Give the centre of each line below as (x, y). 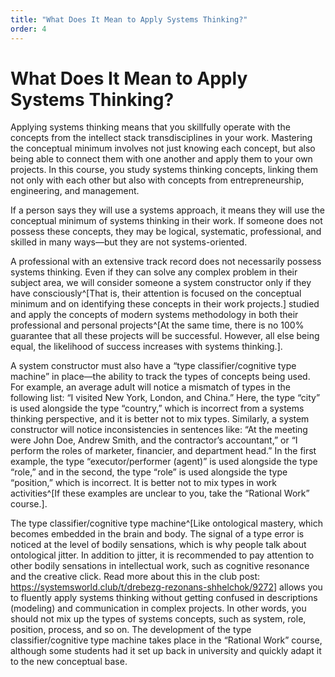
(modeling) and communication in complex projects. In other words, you (158, 608)
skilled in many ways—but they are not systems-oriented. (129, 242)
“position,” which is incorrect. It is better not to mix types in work (143, 483)
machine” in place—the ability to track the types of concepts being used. (160, 377)
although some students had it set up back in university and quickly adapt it (166, 651)
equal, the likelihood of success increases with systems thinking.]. (146, 347)
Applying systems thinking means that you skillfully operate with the (150, 127)
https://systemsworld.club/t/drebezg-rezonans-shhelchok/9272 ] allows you (166, 587)
